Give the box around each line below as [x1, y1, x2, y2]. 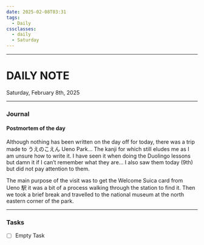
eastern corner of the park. [6, 198, 74, 205]
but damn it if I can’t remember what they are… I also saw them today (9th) [6, 159, 193, 166]
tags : [6, 15, 20, 21]
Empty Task [15, 232, 45, 240]
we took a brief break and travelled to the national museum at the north [6, 191, 184, 198]
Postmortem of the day [6, 125, 66, 132]
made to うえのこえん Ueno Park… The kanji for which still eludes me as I [6, 146, 189, 153]
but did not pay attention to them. [6, 165, 90, 173]
